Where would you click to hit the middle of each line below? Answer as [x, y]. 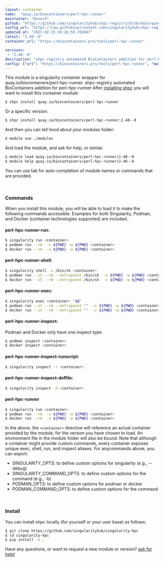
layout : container [24, 10]
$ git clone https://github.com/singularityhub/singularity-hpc [72, 531]
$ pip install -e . [25, 540]
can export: [17, 454]
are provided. [19, 175]
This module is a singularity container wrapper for [55, 78]
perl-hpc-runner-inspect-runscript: [42, 356]
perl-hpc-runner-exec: [29, 291]
